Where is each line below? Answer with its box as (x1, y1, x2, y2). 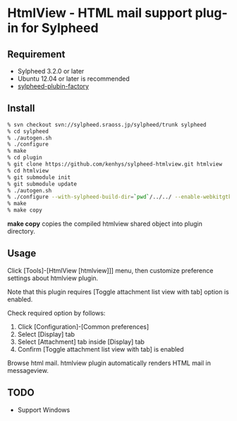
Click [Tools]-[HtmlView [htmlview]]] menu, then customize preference (7, 266, 214, 275)
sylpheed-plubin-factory (17, 82, 90, 90)
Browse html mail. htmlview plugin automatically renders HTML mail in (7, 359, 212, 367)
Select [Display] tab (17, 330, 75, 338)
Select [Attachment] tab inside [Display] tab (17, 338, 145, 346)
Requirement (7, 48, 66, 60)
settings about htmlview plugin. (7, 274, 99, 282)
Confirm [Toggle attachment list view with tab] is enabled (17, 345, 185, 353)
